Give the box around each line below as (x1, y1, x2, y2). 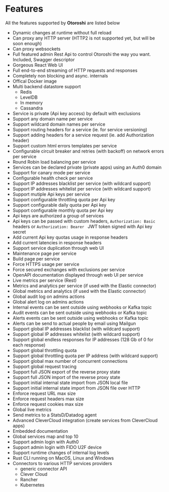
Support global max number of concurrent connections (12, 358, 128, 364)
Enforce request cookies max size (12, 401, 83, 407)
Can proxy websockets (12, 46, 61, 52)
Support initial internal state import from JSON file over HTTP (12, 385, 141, 391)
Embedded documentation (12, 428, 68, 434)
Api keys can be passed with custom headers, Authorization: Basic (12, 218, 156, 224)
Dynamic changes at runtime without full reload (12, 29, 112, 35)
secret (12, 229, 26, 235)
